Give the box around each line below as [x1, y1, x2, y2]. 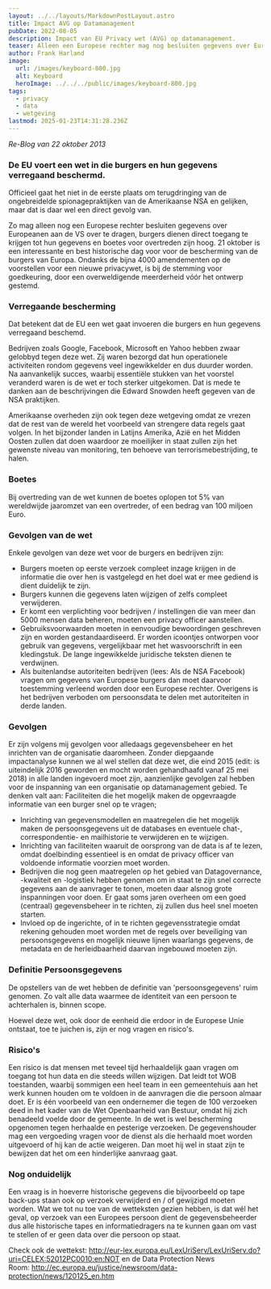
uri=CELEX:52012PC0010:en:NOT [8, 1254, 120, 1264]
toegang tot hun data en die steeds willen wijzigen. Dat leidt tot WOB [8, 1071, 236, 1080]
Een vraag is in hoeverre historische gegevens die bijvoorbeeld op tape [8, 1187, 245, 1197]
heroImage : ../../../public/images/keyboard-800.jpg [15, 79, 197, 87]
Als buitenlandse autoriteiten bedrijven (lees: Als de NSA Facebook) [19, 667, 246, 676]
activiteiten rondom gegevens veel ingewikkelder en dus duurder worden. [8, 360, 253, 370]
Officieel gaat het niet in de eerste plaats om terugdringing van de [8, 187, 227, 198]
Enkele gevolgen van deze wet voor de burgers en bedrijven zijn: [8, 548, 224, 558]
